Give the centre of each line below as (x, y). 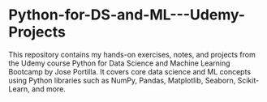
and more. (49, 89)
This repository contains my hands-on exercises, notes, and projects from (132, 54)
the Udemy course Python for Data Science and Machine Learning (119, 63)
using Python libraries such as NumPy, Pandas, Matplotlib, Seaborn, (122, 80)
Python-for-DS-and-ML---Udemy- (127, 15)
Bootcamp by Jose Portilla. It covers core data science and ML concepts (130, 71)
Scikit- (248, 80)
